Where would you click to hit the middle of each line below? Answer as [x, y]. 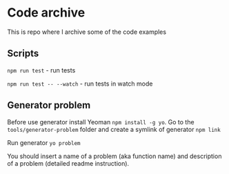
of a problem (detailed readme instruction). [68, 163]
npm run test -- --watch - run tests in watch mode [80, 84]
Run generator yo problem [44, 142]
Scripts [23, 54]
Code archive [46, 13]
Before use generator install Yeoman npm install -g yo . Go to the [101, 122]
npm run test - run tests [41, 70]
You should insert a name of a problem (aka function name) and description [114, 156]
